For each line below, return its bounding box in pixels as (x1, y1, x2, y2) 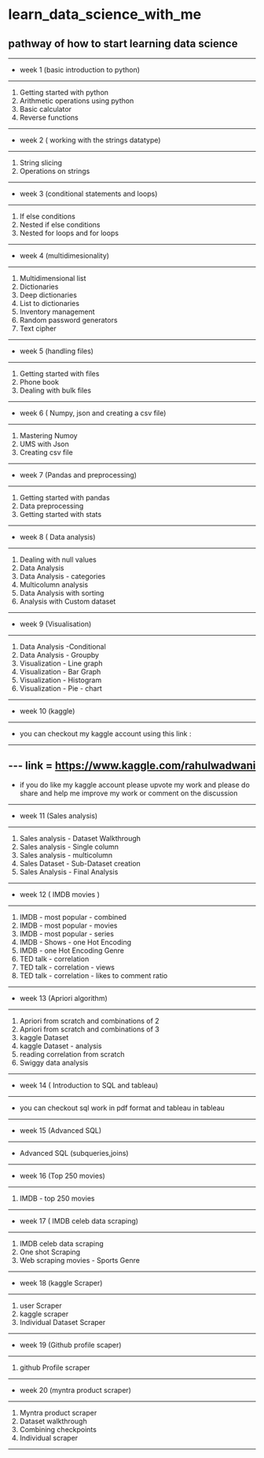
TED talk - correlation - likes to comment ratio (19, 970, 168, 980)
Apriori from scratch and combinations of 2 (19, 1016, 159, 1025)
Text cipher (19, 324, 57, 333)
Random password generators (19, 316, 118, 324)
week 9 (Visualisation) (19, 619, 92, 629)
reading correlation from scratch (19, 1049, 125, 1059)
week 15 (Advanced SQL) (19, 1125, 102, 1135)
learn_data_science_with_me (8, 6, 202, 24)
